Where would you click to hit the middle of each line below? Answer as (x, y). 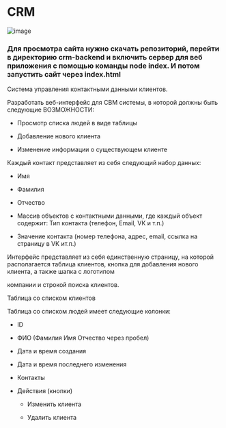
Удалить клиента (52, 418)
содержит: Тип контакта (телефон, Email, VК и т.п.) (90, 223)
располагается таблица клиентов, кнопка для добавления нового (103, 264)
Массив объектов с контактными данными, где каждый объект (110, 216)
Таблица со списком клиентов (51, 298)
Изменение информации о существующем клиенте (92, 150)
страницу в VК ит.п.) (46, 244)
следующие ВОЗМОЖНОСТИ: (51, 110)
